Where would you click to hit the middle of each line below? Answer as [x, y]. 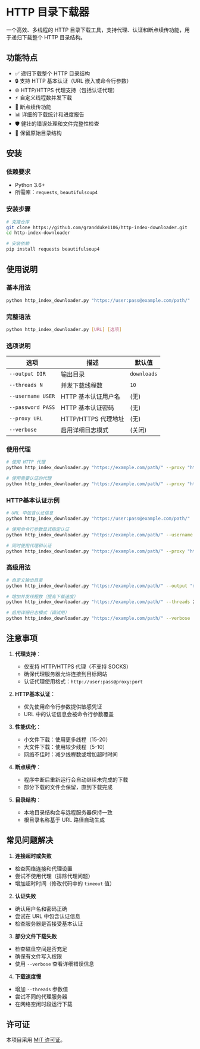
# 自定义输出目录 [24, 580]
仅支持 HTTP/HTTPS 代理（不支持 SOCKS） [78, 666]
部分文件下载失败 [36, 936]
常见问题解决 [30, 840]
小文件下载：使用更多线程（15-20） [67, 739]
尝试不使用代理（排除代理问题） [54, 876]
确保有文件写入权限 [38, 956]
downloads [144, 374]
